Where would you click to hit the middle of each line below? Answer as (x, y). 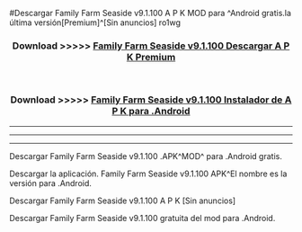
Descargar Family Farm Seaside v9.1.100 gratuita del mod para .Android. (142, 218)
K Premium (151, 57)
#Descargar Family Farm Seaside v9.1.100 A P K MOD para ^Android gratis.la (151, 13)
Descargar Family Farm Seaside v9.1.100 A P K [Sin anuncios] (123, 201)
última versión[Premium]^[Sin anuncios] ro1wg (95, 22)
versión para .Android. (51, 183)
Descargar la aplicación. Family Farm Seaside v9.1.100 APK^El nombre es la (148, 174)
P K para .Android (151, 112)
